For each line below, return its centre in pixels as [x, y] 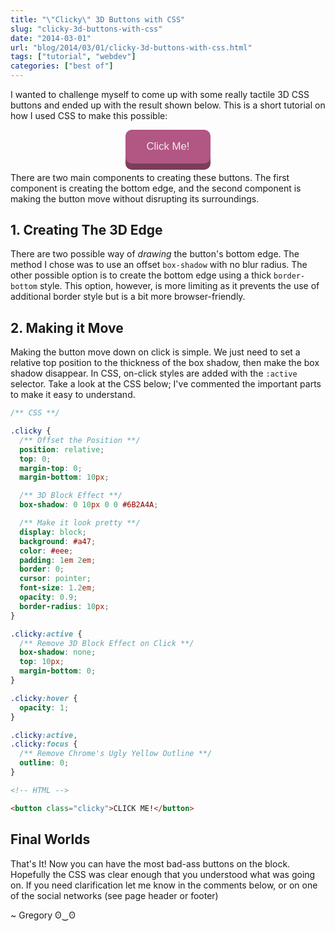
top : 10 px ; [42, 662]
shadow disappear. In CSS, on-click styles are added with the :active [154, 373]
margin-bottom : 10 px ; [64, 477]
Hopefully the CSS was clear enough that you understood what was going [163, 874]
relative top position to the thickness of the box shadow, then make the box [165, 363]
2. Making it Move [67, 327]
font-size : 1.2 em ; [58, 588]
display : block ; [53, 532]
